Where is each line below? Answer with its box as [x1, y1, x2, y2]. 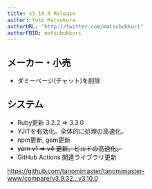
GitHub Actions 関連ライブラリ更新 [17, 153, 117, 161]
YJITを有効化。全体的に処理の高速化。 [17, 127, 128, 135]
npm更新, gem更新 [17, 136, 70, 144]
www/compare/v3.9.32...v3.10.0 [7, 174, 98, 182]
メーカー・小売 [7, 57, 71, 69]
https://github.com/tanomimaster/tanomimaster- [7, 167, 145, 175]
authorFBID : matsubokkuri [7, 29, 82, 37]
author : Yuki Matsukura [7, 17, 76, 24]
